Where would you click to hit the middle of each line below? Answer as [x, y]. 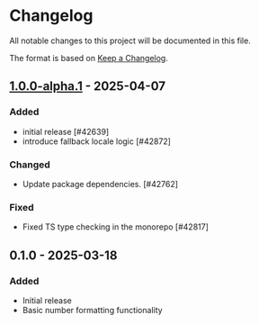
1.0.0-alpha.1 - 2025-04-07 [88, 86]
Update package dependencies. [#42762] [100, 184]
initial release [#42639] [66, 131]
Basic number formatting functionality [93, 310]
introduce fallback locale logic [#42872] [96, 141]
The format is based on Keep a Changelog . [89, 58]
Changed [30, 165]
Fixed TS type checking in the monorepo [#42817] [116, 227]
